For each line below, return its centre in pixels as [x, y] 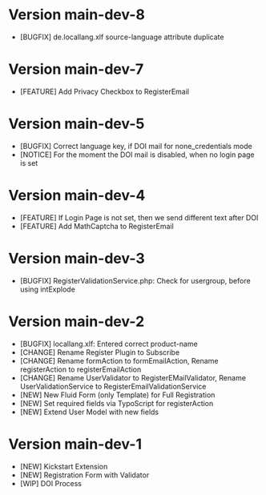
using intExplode [48, 289]
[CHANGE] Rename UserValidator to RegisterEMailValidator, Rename [133, 377]
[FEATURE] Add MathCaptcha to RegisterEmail [97, 226]
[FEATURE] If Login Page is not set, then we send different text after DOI [139, 217]
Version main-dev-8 [77, 15]
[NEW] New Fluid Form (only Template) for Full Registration [117, 395]
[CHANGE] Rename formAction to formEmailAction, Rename [119, 360]
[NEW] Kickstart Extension [64, 466]
